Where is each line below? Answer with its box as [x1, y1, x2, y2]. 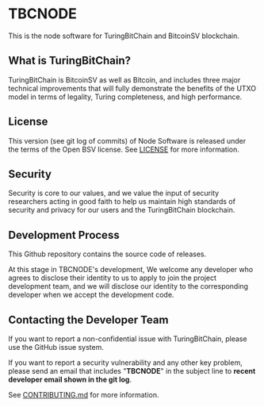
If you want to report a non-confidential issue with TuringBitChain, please [8, 334, 247, 344]
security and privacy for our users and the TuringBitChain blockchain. [8, 205, 235, 215]
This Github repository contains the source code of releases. [8, 249, 207, 259]
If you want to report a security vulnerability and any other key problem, [8, 358, 243, 367]
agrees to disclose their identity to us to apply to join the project [8, 273, 216, 282]
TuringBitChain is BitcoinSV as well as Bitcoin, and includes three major [8, 75, 241, 84]
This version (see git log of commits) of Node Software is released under [8, 136, 247, 145]
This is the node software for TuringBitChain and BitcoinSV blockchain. [8, 31, 240, 40]
